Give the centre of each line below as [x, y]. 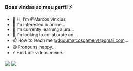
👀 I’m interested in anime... [39, 25]
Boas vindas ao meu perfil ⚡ [39, 7]
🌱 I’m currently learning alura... [43, 29]
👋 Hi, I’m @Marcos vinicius [39, 19]
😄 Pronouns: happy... [34, 47]
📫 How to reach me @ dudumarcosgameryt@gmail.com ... [70, 40]
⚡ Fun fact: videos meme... [39, 53]
